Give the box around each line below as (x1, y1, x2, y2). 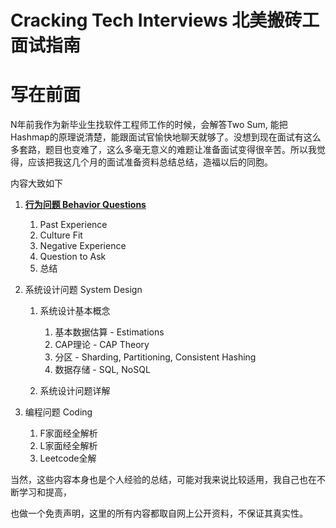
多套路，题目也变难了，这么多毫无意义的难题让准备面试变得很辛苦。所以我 (10, 144, 317, 156)
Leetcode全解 (39, 452, 97, 465)
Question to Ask (39, 251, 107, 263)
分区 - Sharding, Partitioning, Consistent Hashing (54, 351, 257, 363)
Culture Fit (39, 229, 83, 241)
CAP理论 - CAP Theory (54, 339, 150, 351)
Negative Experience (39, 240, 127, 252)
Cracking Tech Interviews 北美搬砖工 (10, 9, 320, 32)
